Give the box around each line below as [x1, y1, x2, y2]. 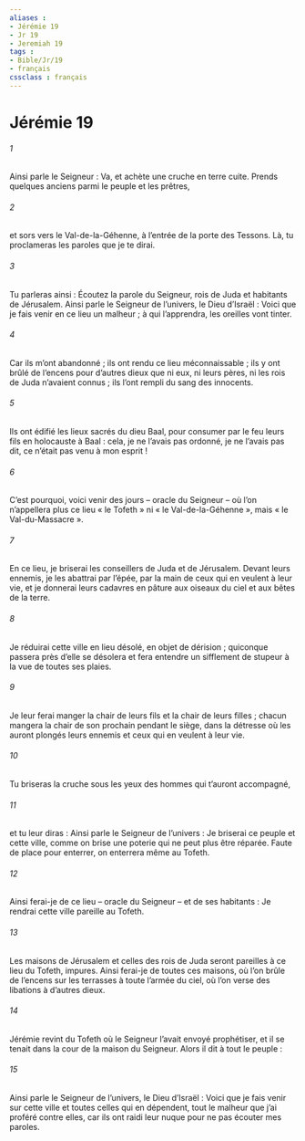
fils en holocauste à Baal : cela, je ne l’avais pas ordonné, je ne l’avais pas [9, 435, 285, 446]
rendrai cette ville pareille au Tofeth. [9, 905, 145, 917]
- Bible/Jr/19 [9, 56, 64, 65]
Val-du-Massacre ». [9, 514, 84, 525]
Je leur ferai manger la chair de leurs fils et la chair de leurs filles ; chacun [9, 709, 287, 721]
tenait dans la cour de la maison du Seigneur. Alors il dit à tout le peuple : [9, 1042, 283, 1054]
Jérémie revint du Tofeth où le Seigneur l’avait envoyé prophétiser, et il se [9, 1033, 285, 1044]
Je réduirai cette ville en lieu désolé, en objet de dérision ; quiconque [9, 641, 269, 653]
